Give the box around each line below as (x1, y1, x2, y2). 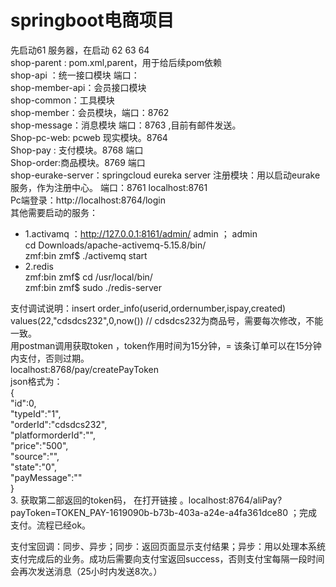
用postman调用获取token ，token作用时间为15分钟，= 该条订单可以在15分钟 (10, 339, 322, 351)
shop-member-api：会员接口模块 (10, 81, 147, 93)
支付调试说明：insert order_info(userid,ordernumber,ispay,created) (10, 302, 287, 314)
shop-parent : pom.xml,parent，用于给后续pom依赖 (10, 56, 223, 68)
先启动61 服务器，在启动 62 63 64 (10, 44, 150, 56)
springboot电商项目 (10, 9, 175, 32)
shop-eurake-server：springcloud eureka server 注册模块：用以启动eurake (10, 169, 321, 181)
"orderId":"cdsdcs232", (10, 418, 108, 430)
